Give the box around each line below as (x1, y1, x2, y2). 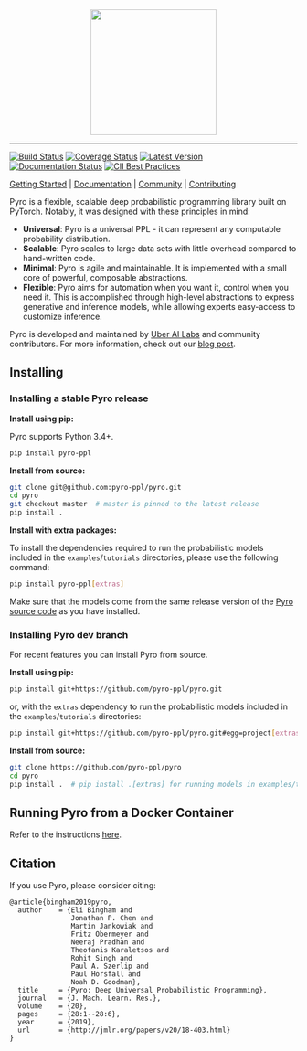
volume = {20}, (17, 1002, 89, 1011)
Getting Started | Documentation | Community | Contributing (9, 178, 237, 189)
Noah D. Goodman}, (70, 978, 142, 987)
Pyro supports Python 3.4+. (9, 430, 114, 441)
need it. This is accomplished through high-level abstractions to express (22, 292, 295, 303)
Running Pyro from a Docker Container (9, 805, 235, 821)
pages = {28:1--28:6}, (17, 1010, 121, 1019)
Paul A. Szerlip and (70, 961, 149, 971)
